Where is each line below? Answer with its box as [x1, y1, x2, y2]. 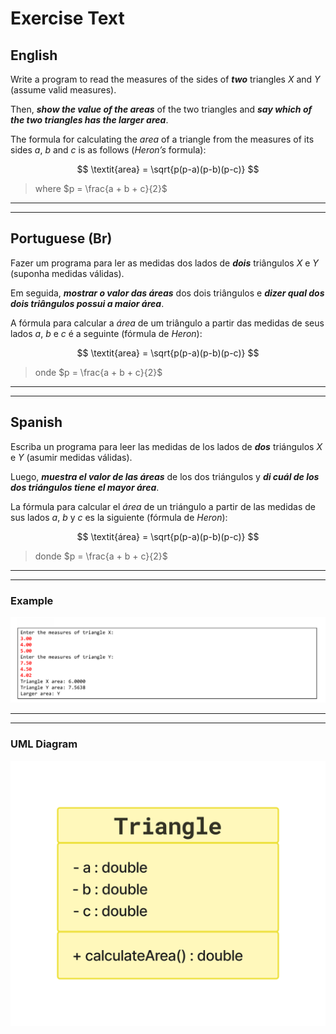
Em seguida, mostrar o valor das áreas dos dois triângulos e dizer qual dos [10, 287, 325, 299]
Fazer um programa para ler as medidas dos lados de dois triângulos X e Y [10, 257, 319, 269]
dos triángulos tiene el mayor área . [10, 481, 160, 493]
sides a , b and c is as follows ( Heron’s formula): [10, 144, 207, 156]
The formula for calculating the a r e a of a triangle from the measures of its [10, 133, 315, 145]
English [10, 47, 58, 64]
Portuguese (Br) [10, 230, 113, 247]
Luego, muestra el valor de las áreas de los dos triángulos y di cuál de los [10, 470, 320, 482]
